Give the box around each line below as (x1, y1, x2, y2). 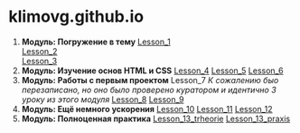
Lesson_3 (21, 55, 58, 66)
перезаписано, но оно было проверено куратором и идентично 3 (21, 84, 277, 95)
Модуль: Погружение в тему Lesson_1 (21, 36, 171, 47)
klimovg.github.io (8, 6, 145, 27)
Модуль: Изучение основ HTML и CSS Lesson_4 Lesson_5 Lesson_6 (21, 65, 284, 76)
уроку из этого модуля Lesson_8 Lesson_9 (21, 93, 184, 105)
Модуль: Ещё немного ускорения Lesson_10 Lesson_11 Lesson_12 (21, 103, 273, 114)
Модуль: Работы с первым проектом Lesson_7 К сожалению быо (21, 74, 279, 85)
